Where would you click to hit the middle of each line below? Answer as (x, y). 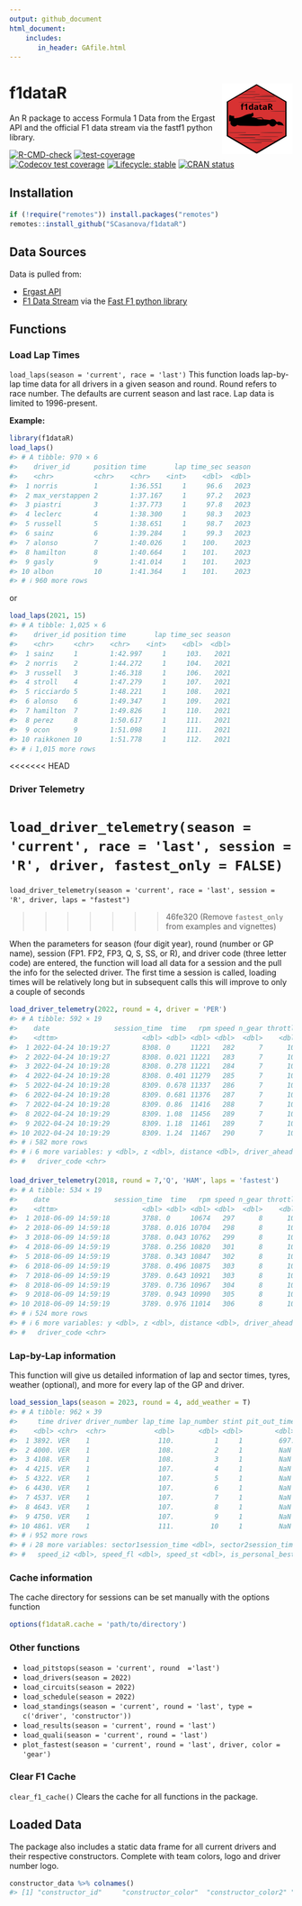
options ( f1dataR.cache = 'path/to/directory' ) (98, 1625)
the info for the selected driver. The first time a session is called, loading (143, 972)
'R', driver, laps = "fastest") (70, 900)
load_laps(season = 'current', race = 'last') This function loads (135, 375)
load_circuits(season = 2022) (79, 1687)
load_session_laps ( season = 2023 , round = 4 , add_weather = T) (130, 1403)
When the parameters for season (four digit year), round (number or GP (142, 944)
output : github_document (56, 19)
